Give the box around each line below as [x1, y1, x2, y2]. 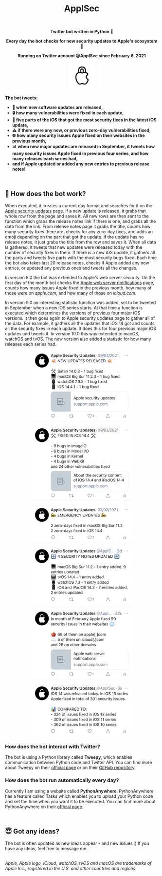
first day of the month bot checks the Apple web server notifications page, [5, 280, 155, 285]
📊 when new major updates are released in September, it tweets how [12, 143, 155, 149]
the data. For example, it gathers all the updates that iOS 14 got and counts [5, 320, 155, 326]
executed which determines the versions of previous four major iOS [5, 310, 141, 316]
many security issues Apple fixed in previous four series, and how [12, 150, 149, 156]
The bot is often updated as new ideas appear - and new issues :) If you [5, 840, 149, 846]
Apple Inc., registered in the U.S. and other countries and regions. [5, 865, 137, 871]
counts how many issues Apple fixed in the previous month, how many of [5, 285, 152, 291]
